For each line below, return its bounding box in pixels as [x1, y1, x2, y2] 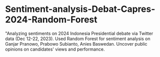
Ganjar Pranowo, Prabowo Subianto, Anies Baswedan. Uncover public [5, 41, 148, 47]
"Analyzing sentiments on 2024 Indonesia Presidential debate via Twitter [5, 30, 154, 36]
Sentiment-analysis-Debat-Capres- [5, 3, 156, 15]
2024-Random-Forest [5, 14, 98, 25]
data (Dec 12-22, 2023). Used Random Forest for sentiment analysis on [5, 36, 151, 42]
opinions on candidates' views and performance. [5, 46, 105, 52]
